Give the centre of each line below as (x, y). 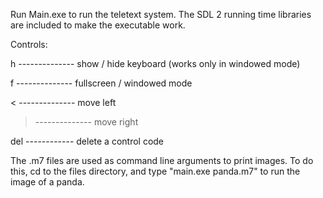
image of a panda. (47, 182)
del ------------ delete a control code (87, 141)
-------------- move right (86, 122)
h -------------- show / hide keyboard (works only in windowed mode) (155, 63)
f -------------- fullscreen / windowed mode (101, 83)
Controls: (29, 44)
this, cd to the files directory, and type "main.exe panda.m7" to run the (155, 171)
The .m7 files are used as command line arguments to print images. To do (162, 160)
